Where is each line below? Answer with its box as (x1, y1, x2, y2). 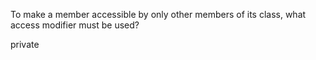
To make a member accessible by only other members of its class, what (10, 9, 307, 20)
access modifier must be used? (10, 19, 140, 31)
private (10, 39, 40, 50)
